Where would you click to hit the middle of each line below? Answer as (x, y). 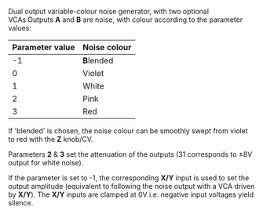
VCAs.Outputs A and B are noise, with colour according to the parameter (126, 20)
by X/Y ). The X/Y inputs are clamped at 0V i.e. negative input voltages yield (131, 194)
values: (20, 28)
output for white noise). (46, 163)
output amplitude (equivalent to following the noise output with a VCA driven (131, 186)
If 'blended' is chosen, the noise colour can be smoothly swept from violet (128, 131)
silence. (21, 203)
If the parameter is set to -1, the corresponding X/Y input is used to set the (129, 178)
